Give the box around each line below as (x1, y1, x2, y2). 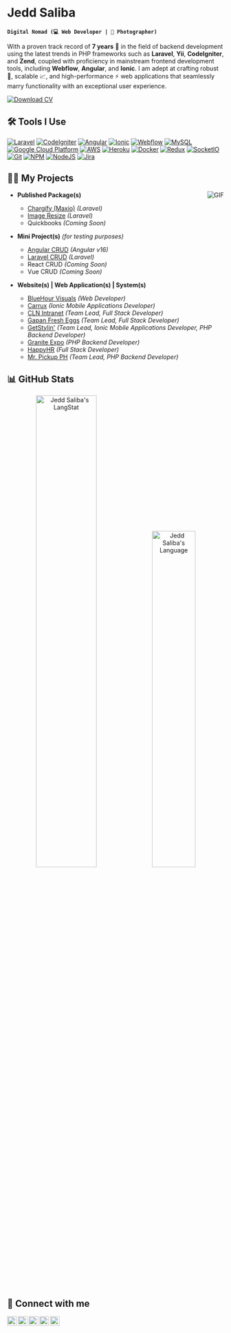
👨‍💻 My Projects (7, 172, 74, 184)
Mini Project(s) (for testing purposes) (16, 232, 124, 240)
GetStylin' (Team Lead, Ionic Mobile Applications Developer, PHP (27, 323, 212, 331)
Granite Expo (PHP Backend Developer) (27, 338, 140, 346)
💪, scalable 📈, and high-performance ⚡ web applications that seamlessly (7, 72, 215, 80)
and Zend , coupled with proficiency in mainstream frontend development (7, 56, 214, 65)
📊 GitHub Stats (7, 373, 74, 385)
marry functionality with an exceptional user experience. (7, 81, 167, 90)
